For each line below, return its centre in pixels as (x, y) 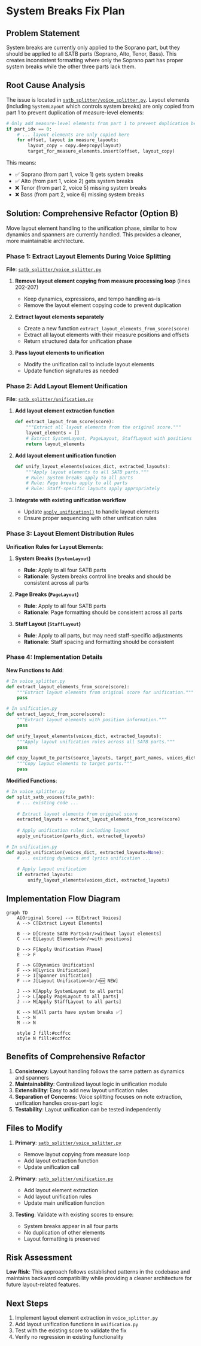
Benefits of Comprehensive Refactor (76, 1057)
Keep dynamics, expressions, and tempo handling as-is (92, 299)
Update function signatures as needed (71, 371)
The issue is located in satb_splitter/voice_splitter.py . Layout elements (98, 99)
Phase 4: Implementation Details (54, 657)
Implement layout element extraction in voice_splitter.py (86, 1318)
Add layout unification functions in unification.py (77, 1324)
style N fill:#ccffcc (44, 1038)
